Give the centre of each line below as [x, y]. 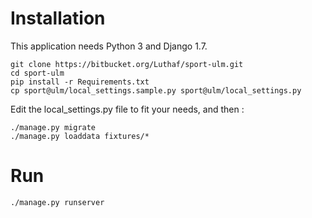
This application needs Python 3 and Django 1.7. [109, 46]
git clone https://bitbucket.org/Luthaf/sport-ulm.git [127, 64]
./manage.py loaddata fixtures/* [80, 136]
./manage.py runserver [57, 202]
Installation [58, 18]
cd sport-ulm [37, 73]
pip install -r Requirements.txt [80, 82]
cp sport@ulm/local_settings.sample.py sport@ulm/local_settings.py [156, 90]
